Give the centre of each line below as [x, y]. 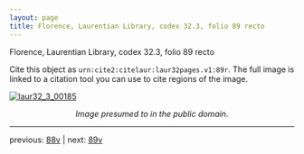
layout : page [34, 18]
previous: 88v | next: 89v [56, 140]
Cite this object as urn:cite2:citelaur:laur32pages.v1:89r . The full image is [152, 69]
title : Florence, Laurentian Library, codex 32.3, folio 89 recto [137, 26]
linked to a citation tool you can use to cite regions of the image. [129, 78]
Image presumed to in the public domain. [152, 113]
